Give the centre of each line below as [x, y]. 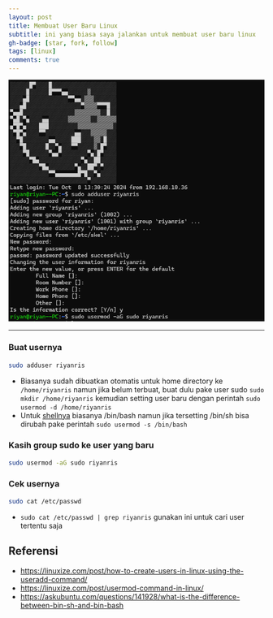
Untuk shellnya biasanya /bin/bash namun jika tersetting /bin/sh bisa [134, 415]
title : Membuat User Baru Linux [63, 26]
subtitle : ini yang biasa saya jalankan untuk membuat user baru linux [132, 34]
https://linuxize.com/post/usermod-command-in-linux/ [112, 588]
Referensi [33, 551]
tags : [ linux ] [32, 52]
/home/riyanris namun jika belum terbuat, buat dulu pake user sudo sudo [142, 389]
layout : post [30, 17]
